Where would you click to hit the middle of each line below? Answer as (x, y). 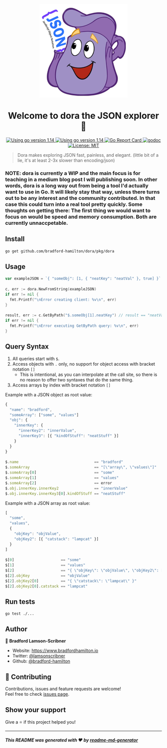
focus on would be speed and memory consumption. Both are (81, 216)
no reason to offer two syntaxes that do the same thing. (77, 379)
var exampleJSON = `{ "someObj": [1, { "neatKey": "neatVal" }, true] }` (83, 279)
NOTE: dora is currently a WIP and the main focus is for (73, 173)
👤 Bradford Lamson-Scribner (36, 641)
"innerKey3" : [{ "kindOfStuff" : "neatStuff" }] (69, 436)
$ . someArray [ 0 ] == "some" (60, 473)
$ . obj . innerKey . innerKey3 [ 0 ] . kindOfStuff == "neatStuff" (65, 493)
